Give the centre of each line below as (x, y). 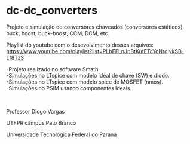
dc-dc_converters (52, 10)
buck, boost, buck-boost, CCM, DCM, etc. (58, 33)
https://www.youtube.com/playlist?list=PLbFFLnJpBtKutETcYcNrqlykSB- (95, 51)
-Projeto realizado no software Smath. (53, 69)
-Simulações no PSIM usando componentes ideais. (69, 88)
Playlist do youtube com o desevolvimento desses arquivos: (80, 45)
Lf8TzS (15, 57)
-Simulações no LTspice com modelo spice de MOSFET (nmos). (85, 82)
